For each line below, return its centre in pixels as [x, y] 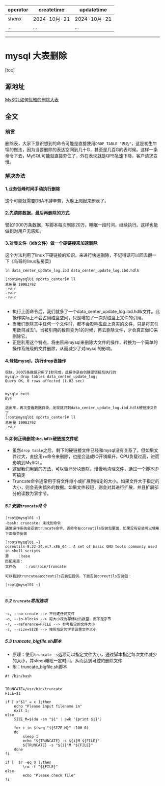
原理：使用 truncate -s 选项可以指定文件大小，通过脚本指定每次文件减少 [84, 655]
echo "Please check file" [49, 776]
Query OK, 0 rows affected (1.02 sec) [45, 381]
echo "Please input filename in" [48, 707]
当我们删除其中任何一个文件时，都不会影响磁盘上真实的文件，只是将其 [83, 324]
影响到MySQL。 [28, 463]
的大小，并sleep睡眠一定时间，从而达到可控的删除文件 [67, 661]
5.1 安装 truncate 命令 [26, 506]
